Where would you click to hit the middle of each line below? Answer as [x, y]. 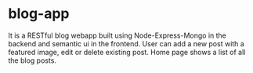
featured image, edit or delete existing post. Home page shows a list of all [127, 52]
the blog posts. [33, 60]
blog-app [39, 14]
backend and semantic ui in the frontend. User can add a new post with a [126, 43]
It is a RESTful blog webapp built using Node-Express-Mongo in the [117, 35]
